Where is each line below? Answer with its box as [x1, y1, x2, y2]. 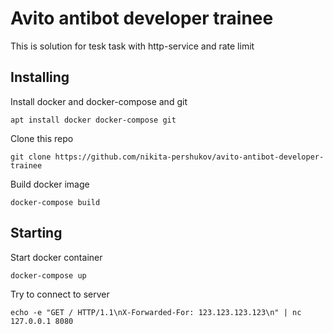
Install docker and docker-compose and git [10, 95, 188, 107]
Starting [10, 225, 63, 242]
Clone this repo [10, 132, 74, 144]
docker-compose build [10, 197, 101, 207]
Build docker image [10, 178, 90, 190]
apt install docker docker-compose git [10, 115, 177, 125]
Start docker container [10, 251, 103, 263]
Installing [10, 69, 70, 86]
